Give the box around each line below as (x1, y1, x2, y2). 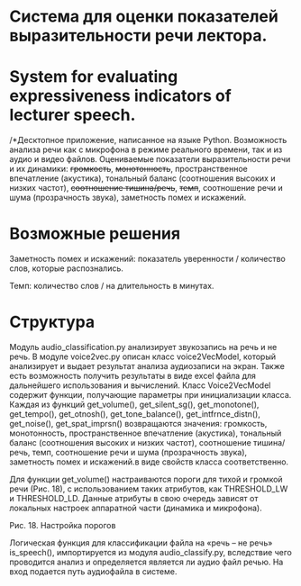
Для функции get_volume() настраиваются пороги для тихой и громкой (9, 474, 283, 484)
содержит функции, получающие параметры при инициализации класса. (9, 390, 292, 400)
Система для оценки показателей (9, 6, 279, 27)
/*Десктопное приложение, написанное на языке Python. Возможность (9, 135, 287, 146)
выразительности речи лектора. (9, 25, 268, 46)
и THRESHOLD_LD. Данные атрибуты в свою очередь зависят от (9, 493, 259, 503)
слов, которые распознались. (9, 263, 124, 274)
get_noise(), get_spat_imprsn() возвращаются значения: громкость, (9, 419, 268, 428)
